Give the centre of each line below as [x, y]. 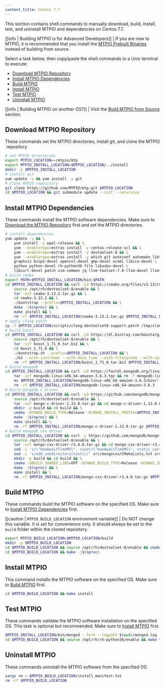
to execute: [16, 64]
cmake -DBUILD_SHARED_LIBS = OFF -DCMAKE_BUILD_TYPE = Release [76, 463]
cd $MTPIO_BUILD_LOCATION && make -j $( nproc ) [52, 552]
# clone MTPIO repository [31, 183]
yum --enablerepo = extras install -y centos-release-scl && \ [78, 248]
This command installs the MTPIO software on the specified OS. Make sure [81, 579]
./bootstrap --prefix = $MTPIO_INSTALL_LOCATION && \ [68, 303]
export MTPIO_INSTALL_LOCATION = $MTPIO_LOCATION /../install [67, 165]
